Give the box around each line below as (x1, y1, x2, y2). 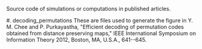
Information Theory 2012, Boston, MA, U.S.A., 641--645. (6, 36, 147, 43)
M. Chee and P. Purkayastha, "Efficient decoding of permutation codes (6, 24, 184, 30)
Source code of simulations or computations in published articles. (6, 5, 171, 12)
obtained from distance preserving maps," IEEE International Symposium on (6, 30, 197, 37)
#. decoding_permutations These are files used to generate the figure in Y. (6, 17, 193, 24)
